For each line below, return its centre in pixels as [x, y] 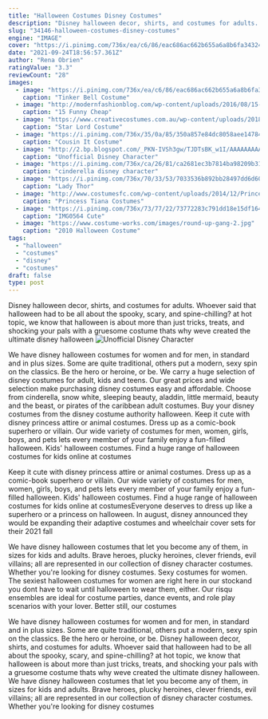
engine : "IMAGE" [35, 38]
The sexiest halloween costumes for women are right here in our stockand [130, 581]
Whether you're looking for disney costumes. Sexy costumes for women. [128, 572]
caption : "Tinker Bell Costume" [76, 97]
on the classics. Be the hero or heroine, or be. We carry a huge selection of [132, 372]
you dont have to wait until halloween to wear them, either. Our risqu [120, 589]
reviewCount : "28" [39, 75]
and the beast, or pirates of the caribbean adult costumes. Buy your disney [132, 406]
